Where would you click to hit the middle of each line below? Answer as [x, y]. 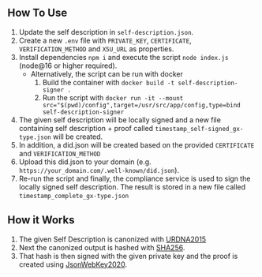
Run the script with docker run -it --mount [113, 97]
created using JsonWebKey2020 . [73, 264]
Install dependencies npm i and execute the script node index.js [124, 57]
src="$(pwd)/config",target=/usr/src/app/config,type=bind [142, 105]
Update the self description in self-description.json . [106, 32]
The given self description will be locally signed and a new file [120, 120]
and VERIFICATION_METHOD [60, 153]
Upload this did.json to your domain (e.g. [85, 162]
